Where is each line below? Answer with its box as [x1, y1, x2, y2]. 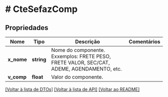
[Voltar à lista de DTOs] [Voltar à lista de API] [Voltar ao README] [5, 86, 140, 92]
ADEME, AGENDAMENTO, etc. [51, 65, 122, 72]
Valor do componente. [51, 73, 103, 80]
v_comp [7, 73, 26, 80]
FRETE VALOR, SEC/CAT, [51, 59, 110, 66]
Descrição [74, 38, 100, 45]
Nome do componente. [51, 46, 105, 53]
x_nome [7, 56, 27, 63]
